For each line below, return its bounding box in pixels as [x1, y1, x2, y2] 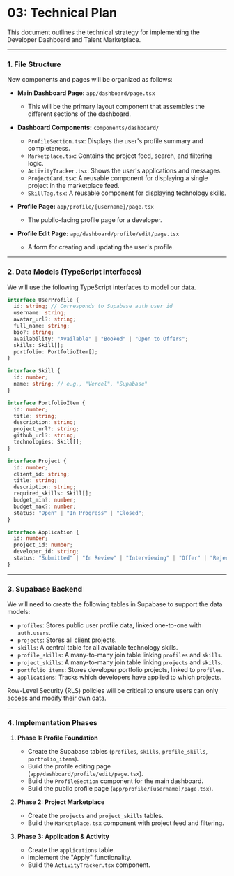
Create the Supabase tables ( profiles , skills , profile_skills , [27, 747, 208, 756]
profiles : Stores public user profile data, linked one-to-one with [17, 621, 202, 629]
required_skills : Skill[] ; [13, 490, 92, 497]
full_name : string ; [13, 323, 70, 330]
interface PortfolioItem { [7, 400, 86, 407]
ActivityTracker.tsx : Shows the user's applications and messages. [27, 166, 222, 175]
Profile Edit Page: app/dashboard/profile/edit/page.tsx [17, 229, 180, 238]
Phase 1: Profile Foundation [17, 733, 99, 742]
